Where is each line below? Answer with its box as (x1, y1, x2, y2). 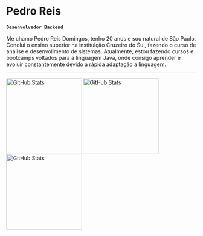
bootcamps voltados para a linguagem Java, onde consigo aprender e (6, 54, 181, 61)
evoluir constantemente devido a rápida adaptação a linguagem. (6, 61, 167, 68)
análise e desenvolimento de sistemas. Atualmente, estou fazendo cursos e (6, 47, 194, 55)
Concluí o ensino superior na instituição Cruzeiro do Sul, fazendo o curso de (6, 41, 196, 48)
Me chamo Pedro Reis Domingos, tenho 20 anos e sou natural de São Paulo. (6, 34, 196, 42)
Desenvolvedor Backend (6, 24, 63, 30)
